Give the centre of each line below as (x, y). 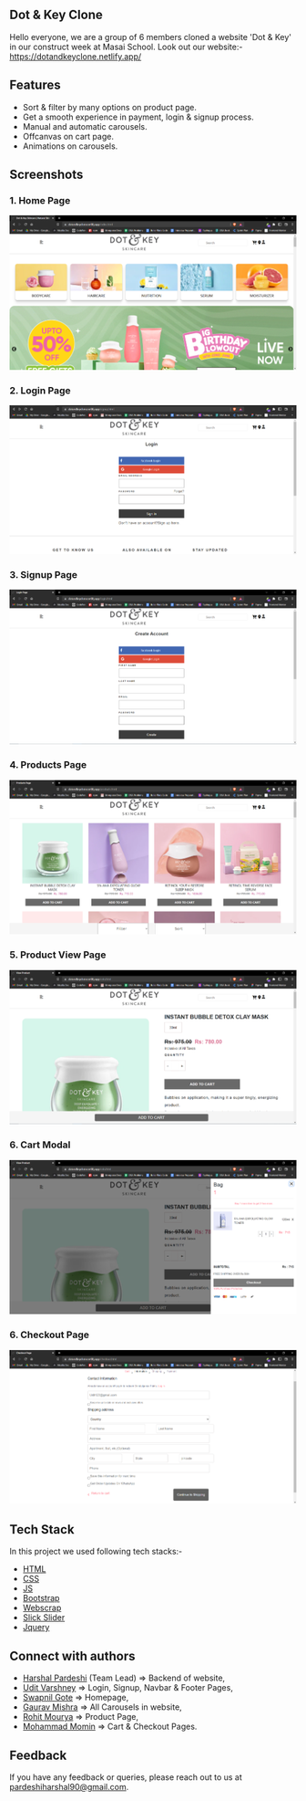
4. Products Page (48, 765)
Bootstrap (41, 1598)
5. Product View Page (58, 955)
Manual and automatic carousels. (85, 126)
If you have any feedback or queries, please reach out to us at (126, 1777)
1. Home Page (40, 200)
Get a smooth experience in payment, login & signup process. (138, 117)
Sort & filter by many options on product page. (110, 107)
